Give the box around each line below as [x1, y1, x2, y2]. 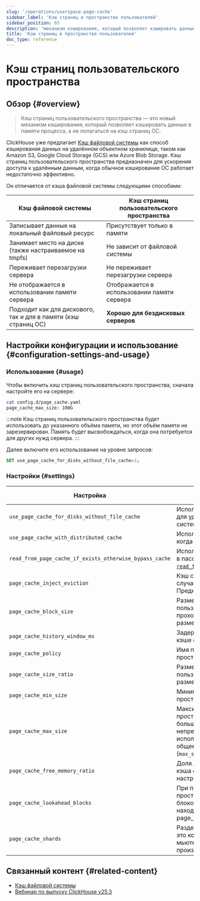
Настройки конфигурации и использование [6, 340, 179, 350]
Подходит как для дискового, [9, 306, 95, 313]
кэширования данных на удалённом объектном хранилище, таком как [6, 145, 186, 152]
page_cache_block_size [9, 608, 73, 615]
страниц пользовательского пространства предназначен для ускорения [6, 158, 192, 165]
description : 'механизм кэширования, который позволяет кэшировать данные [6, 25, 196, 32]
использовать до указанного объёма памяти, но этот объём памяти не [6, 422, 187, 429]
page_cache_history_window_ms [9, 633, 95, 640]
